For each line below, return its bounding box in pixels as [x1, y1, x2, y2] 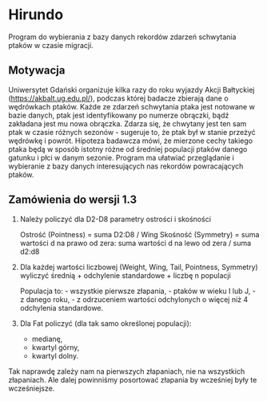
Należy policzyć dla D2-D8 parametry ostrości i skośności [19, 214, 212, 224]
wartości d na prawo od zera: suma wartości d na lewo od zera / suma [19, 238, 252, 248]
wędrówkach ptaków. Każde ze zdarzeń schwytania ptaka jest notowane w [8, 101, 256, 111]
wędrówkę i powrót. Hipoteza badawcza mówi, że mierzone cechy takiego [8, 136, 253, 145]
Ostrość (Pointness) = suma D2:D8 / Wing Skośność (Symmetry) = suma [19, 229, 260, 239]
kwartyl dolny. [31, 351, 78, 360]
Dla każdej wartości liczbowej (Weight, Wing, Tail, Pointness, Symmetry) [19, 262, 258, 272]
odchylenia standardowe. [19, 303, 104, 312]
